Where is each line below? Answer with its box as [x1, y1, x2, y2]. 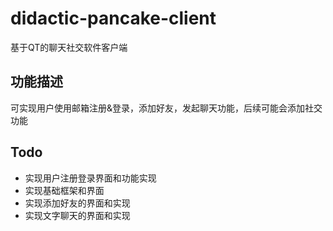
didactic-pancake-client [10, 7, 217, 30]
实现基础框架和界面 [24, 184, 105, 196]
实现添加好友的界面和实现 [24, 197, 131, 209]
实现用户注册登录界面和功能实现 [24, 172, 157, 184]
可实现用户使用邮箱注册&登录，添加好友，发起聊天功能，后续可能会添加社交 [10, 102, 323, 114]
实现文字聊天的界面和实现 [24, 209, 131, 221]
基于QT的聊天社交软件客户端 [10, 41, 128, 53]
